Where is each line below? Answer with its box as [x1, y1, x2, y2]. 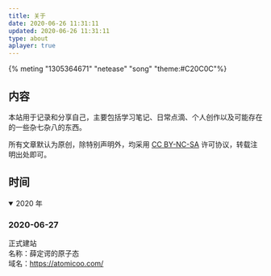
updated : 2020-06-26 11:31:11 [8, 27, 110, 35]
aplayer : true [8, 42, 56, 50]
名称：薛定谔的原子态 [8, 249, 79, 258]
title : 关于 [8, 11, 46, 20]
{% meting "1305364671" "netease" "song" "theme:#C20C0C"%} [8, 64, 227, 73]
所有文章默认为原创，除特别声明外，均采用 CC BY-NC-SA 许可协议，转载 [8, 139, 252, 149]
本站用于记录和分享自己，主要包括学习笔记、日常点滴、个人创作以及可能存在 [8, 112, 263, 122]
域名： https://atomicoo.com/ [8, 259, 104, 269]
